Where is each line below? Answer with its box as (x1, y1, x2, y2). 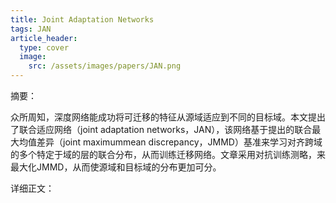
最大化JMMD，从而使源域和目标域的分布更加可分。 (10, 161, 222, 173)
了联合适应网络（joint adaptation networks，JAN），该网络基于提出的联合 (10, 124, 313, 135)
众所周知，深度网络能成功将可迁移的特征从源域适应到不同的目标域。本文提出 (10, 111, 326, 123)
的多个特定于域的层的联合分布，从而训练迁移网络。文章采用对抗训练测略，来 (10, 149, 326, 160)
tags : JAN (10, 24, 52, 34)
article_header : (10, 33, 78, 43)
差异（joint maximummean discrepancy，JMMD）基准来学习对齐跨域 (36, 136, 323, 148)
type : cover (19, 42, 70, 53)
